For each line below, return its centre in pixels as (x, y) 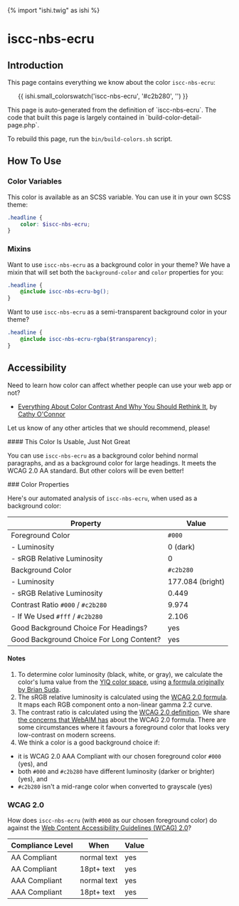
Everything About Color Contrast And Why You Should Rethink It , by (117, 406)
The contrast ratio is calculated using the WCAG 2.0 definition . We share (124, 712)
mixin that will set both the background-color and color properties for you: (116, 272)
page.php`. (23, 125)
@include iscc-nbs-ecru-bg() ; (65, 292)
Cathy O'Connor (42, 414)
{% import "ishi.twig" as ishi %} (54, 10)
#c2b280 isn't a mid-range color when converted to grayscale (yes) (115, 786)
